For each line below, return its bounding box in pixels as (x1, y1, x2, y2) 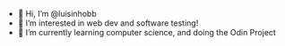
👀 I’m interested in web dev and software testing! (17, 18, 199, 28)
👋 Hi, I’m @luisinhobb (17, 9, 97, 19)
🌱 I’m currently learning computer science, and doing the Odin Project (17, 27, 276, 37)
